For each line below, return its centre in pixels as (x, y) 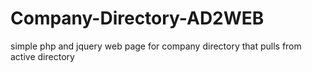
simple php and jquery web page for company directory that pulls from (156, 46)
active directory (42, 56)
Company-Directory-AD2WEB (137, 18)
